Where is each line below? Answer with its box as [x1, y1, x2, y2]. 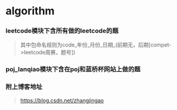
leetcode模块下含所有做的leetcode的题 [5, 27, 119, 35]
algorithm [5, 4, 55, 18]
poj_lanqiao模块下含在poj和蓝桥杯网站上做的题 [5, 65, 141, 74]
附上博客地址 [5, 82, 43, 91]
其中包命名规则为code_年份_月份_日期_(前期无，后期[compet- [20, 41, 172, 48]
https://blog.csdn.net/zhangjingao [20, 97, 104, 104]
